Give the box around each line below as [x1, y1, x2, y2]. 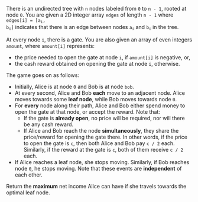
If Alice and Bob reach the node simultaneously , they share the [23, 127, 179, 134]
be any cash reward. [23, 121, 74, 128]
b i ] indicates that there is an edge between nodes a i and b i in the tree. [6, 24, 179, 31]
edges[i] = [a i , [6, 18, 46, 24]
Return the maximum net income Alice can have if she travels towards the [6, 182, 187, 190]
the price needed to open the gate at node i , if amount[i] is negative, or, [14, 53, 190, 61]
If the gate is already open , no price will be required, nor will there [23, 114, 185, 121]
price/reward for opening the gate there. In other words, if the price [23, 133, 188, 140]
